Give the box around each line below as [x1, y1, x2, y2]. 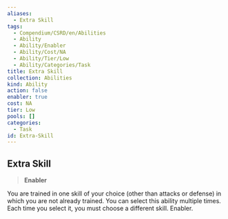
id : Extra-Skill [7, 132, 54, 139]
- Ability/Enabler [13, 42, 67, 49]
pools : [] [7, 113, 36, 120]
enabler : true [7, 94, 48, 101]
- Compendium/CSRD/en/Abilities [13, 29, 107, 37]
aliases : [7, 10, 32, 17]
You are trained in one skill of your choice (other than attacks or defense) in [7, 189, 222, 198]
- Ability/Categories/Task [13, 61, 91, 68]
